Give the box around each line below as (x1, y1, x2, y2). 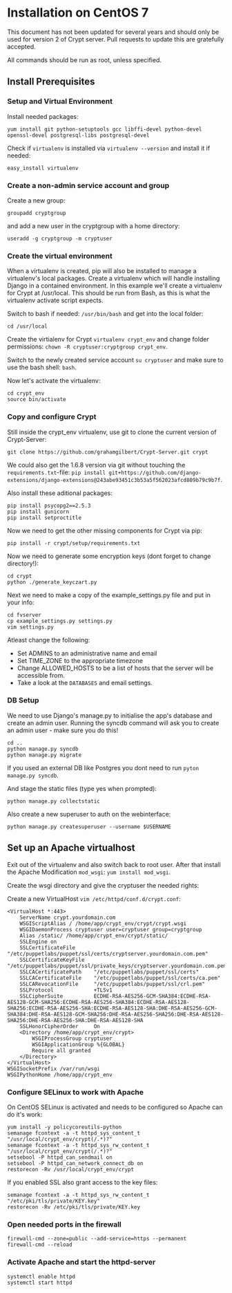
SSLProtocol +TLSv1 (19, 987, 113, 994)
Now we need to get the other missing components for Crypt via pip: (7, 526, 202, 534)
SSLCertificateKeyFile (19, 956, 85, 963)
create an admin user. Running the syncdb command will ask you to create (7, 718, 220, 727)
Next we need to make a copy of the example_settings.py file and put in (7, 590, 211, 599)
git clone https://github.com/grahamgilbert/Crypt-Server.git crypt (7, 448, 209, 456)
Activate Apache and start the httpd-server (7, 1257, 156, 1267)
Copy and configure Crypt (7, 412, 97, 422)
